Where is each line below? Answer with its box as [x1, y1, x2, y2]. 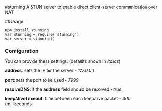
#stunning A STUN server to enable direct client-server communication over [5, 4, 158, 10]
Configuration [5, 47, 39, 54]
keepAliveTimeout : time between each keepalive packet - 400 [5, 96, 131, 102]
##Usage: [5, 19, 25, 24]
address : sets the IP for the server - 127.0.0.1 [5, 68, 95, 74]
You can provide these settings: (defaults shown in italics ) [5, 58, 121, 64]
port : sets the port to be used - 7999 [5, 77, 79, 83]
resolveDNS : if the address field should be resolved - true [5, 86, 122, 92]
